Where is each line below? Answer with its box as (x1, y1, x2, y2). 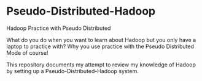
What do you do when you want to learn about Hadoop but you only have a (6, 36, 196, 43)
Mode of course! (6, 49, 49, 56)
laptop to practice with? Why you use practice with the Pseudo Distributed (6, 43, 195, 50)
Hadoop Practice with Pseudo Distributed (6, 24, 111, 32)
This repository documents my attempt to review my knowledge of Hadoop (6, 61, 196, 68)
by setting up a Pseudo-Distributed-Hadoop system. (6, 67, 139, 74)
